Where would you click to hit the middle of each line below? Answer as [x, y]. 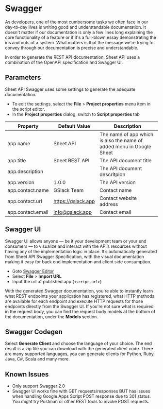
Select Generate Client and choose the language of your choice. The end [79, 343]
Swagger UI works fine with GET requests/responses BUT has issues [81, 391]
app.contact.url [25, 201]
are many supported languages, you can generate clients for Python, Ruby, [80, 354]
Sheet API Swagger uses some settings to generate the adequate [70, 89]
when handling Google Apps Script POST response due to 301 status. [81, 396]
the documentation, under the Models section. [52, 317]
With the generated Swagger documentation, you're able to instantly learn [79, 291]
